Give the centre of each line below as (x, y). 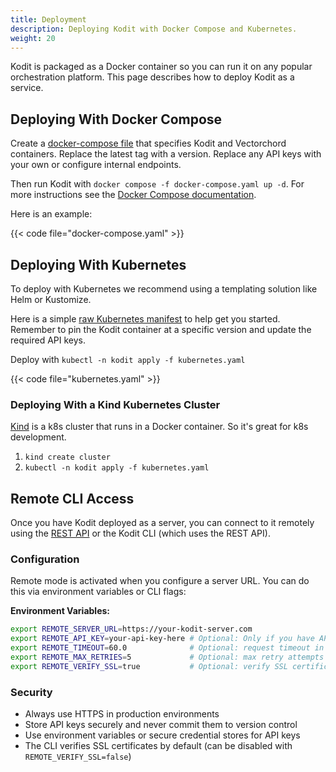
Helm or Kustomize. (51, 299)
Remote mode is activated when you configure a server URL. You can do (160, 581)
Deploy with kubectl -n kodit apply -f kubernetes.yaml (128, 359)
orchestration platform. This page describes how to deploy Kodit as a (152, 77)
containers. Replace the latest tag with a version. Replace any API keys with (166, 154)
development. (38, 437)
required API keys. (48, 340)
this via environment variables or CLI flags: (98, 592)
